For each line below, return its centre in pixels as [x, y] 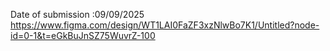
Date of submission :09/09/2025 [77, 14]
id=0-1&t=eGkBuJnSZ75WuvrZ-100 [83, 35]
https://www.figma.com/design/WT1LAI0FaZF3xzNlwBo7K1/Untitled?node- [165, 25]
